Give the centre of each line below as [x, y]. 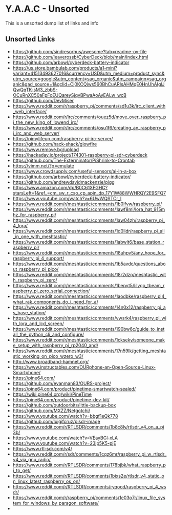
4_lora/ [20, 225]
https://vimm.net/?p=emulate [43, 166]
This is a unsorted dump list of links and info [52, 23]
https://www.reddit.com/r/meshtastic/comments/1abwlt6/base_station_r [89, 242]
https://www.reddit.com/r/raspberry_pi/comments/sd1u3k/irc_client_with [89, 106]
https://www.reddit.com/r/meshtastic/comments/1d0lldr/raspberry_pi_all [89, 231]
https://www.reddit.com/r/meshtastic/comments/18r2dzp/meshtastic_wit [89, 274]
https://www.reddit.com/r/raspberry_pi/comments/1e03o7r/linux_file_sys [89, 498]
